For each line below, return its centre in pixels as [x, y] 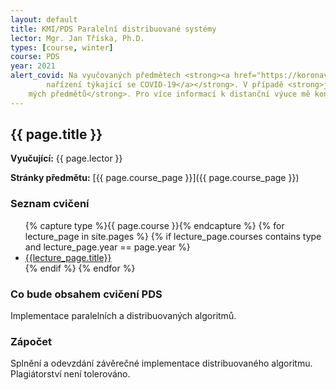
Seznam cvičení [50, 204]
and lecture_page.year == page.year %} [107, 247]
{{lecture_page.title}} [68, 257]
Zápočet [31, 341]
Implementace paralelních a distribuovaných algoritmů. [123, 316]
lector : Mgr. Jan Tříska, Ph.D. [77, 38]
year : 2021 [33, 66]
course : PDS [35, 57]
